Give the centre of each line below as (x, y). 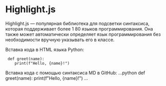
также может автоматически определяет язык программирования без (83, 34)
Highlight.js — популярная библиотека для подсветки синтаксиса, (77, 23)
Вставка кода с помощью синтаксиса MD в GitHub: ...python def (75, 73)
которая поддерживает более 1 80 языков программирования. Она (79, 28)
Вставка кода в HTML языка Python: (45, 49)
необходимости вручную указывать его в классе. (60, 40)
